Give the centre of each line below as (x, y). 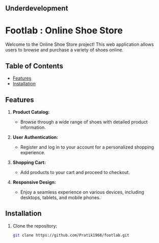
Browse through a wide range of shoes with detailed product (84, 121)
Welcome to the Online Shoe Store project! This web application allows (79, 44)
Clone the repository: (35, 226)
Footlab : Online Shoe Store (64, 30)
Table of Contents (34, 66)
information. (33, 127)
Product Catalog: (31, 112)
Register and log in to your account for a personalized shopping (87, 147)
